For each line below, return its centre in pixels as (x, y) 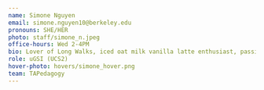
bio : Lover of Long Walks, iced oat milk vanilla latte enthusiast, (123, 52)
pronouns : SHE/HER (38, 30)
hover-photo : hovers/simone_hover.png (71, 67)
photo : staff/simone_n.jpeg (54, 37)
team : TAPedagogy (37, 74)
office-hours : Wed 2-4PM (49, 45)
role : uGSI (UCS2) (38, 59)
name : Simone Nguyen (42, 15)
